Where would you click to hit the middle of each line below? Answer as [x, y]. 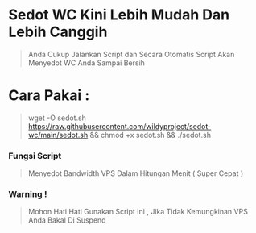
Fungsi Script [35, 156]
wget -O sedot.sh [57, 118]
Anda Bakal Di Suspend [67, 220]
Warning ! [28, 194]
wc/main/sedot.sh [58, 135]
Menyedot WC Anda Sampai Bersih [86, 63]
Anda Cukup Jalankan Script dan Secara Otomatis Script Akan [131, 54]
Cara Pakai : [49, 96]
